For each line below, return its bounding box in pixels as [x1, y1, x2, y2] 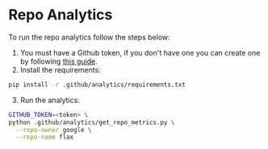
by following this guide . [19, 56, 98, 66]
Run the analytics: [19, 95, 81, 105]
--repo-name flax [15, 133, 74, 142]
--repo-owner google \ [15, 126, 92, 134]
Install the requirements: [19, 64, 101, 74]
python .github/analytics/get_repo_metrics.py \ [8, 118, 175, 126]
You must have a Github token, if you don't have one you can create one [19, 48, 261, 57]
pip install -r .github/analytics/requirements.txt [8, 81, 186, 89]
